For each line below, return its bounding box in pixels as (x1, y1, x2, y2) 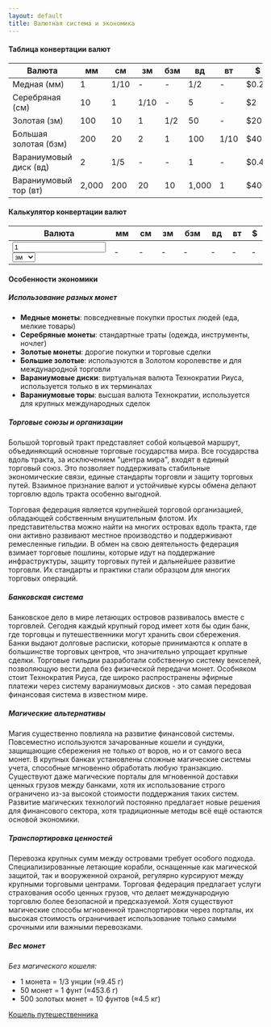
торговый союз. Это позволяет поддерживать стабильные (8, 463, 211, 473)
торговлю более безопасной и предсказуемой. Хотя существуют (8, 897, 234, 907)
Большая (12, 128, 48, 139)
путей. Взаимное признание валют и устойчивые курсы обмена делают (8, 480, 256, 490)
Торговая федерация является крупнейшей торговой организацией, (8, 505, 244, 514)
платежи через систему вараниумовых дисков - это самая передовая (8, 681, 252, 691)
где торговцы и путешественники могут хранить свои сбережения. (8, 630, 241, 640)
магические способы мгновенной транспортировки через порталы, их (8, 905, 254, 915)
